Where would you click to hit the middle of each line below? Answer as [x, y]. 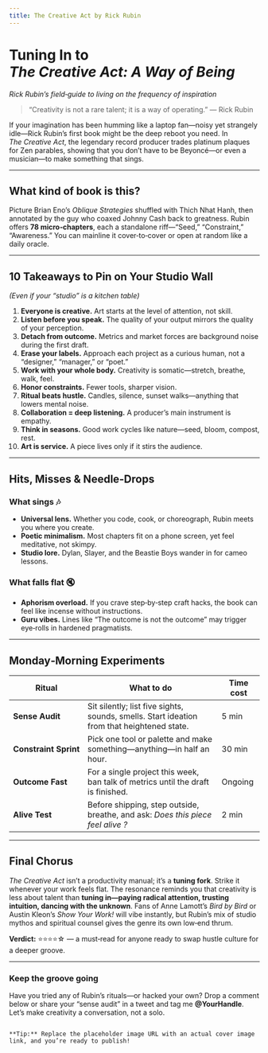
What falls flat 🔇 [42, 582]
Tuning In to [49, 55]
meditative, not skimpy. [58, 544]
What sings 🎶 [35, 501]
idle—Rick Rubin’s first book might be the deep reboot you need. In [118, 133]
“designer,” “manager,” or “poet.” [74, 362]
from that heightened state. [138, 726]
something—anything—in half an [148, 749]
